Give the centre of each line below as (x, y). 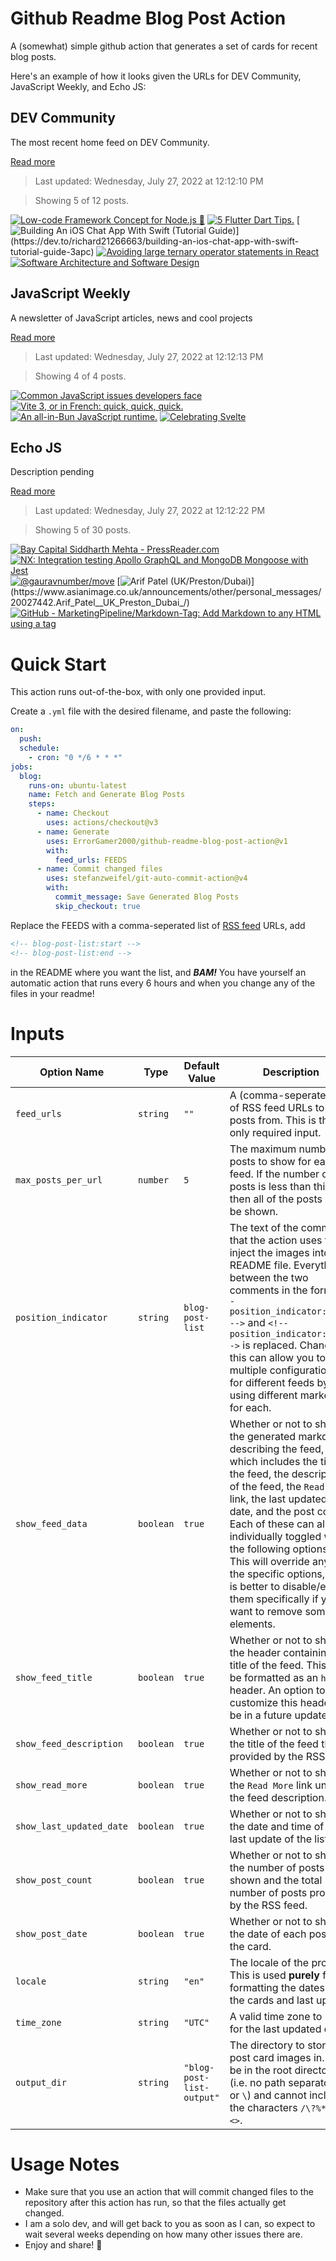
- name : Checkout (73, 813)
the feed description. (278, 1797)
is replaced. (270, 1345)
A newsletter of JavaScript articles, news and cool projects (131, 318)
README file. (260, 1265)
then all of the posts (276, 1199)
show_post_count (54, 1880)
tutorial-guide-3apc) (52, 251)
